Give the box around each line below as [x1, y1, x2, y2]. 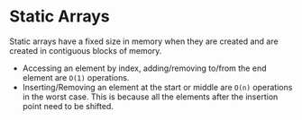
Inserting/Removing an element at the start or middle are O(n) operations [22, 81, 293, 92]
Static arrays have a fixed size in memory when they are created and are [9, 36, 279, 47]
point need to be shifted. [22, 100, 114, 111]
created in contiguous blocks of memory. [9, 45, 162, 56]
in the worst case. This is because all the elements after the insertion [22, 91, 279, 102]
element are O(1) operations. [22, 72, 130, 82]
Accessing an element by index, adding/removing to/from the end [22, 63, 267, 73]
